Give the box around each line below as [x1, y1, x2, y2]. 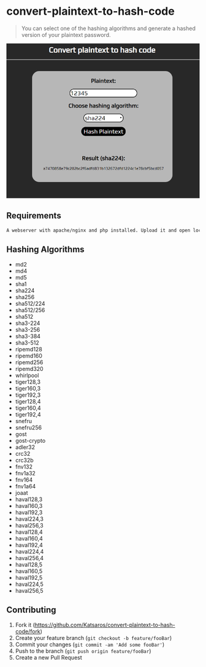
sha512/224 [15, 300, 45, 307]
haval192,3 [15, 509, 43, 516]
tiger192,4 [15, 410, 41, 418]
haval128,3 [15, 496, 43, 503]
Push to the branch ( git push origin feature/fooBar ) [15, 647, 151, 655]
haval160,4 [15, 534, 43, 542]
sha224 [15, 287, 35, 294]
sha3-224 [15, 319, 40, 327]
